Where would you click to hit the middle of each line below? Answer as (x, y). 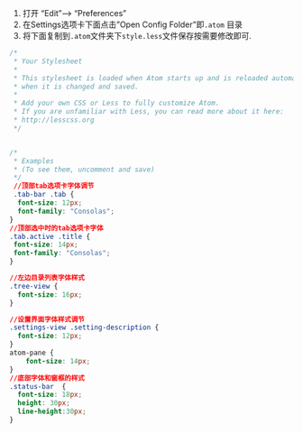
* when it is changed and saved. (76, 87)
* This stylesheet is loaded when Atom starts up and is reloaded (141, 78)
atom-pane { (32, 353)
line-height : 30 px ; (52, 412)
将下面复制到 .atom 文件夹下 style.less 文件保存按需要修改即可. (137, 36)
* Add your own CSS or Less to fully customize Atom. (116, 103)
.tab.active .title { (50, 236)
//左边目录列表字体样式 (47, 278)
